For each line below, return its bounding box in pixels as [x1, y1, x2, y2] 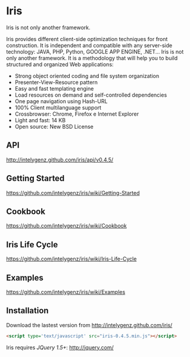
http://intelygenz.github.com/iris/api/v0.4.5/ [6, 156, 114, 163]
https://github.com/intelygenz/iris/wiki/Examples [6, 288, 126, 296]
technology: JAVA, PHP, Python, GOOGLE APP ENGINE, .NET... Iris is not [6, 48, 184, 55]
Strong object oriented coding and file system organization [14, 72, 160, 79]
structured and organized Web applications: [6, 61, 114, 68]
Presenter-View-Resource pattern [14, 79, 98, 86]
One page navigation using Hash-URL [14, 97, 108, 105]
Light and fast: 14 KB [14, 116, 66, 123]
